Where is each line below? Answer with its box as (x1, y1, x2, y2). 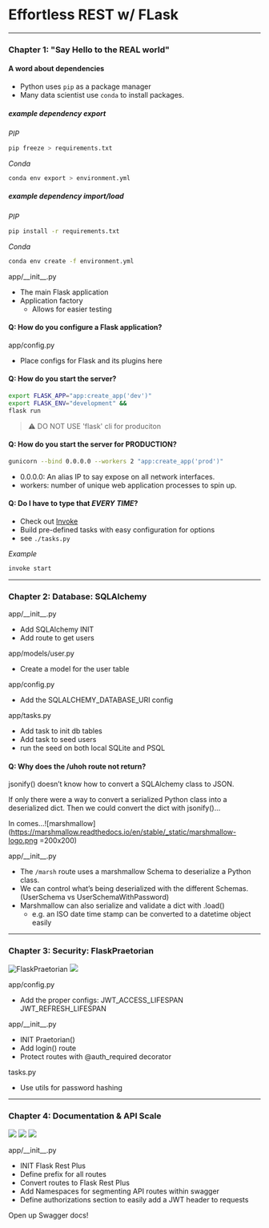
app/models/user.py (8, 648, 74, 658)
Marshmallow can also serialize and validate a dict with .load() (19, 901, 226, 910)
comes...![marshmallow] (15, 819, 96, 829)
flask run (8, 407, 42, 415)
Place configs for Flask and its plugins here (19, 355, 163, 365)
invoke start (8, 564, 52, 572)
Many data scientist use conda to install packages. (19, 90, 184, 100)
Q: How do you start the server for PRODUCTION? (8, 439, 178, 449)
